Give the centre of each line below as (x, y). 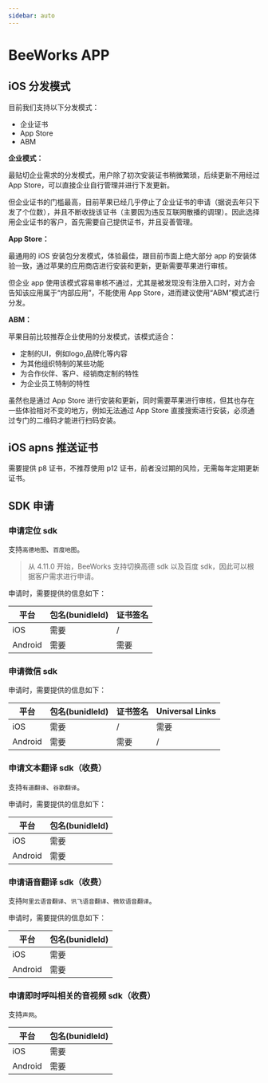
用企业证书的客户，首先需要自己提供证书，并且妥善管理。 (102, 222)
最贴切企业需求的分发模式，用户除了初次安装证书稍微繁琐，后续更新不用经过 (134, 175)
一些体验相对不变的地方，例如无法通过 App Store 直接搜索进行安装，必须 (128, 410)
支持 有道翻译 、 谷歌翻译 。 (46, 787)
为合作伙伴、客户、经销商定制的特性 (79, 373)
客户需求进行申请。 (66, 577)
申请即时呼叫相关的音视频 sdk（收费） (82, 995)
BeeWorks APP (59, 55)
